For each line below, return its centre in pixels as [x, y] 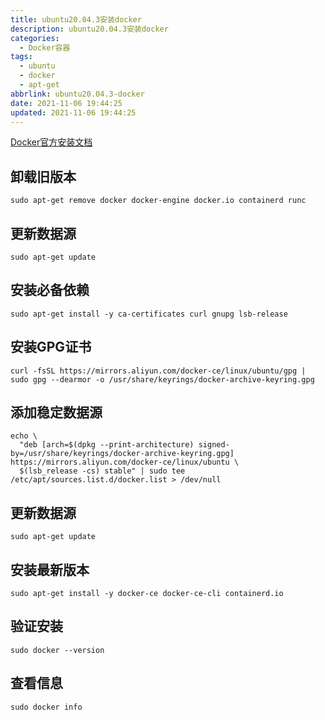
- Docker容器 [45, 47]
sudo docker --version [57, 650]
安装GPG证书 [51, 347]
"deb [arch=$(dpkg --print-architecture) [107, 445]
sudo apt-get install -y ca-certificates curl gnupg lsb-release [149, 314]
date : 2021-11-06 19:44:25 [66, 103]
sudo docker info [46, 707]
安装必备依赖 [50, 290]
